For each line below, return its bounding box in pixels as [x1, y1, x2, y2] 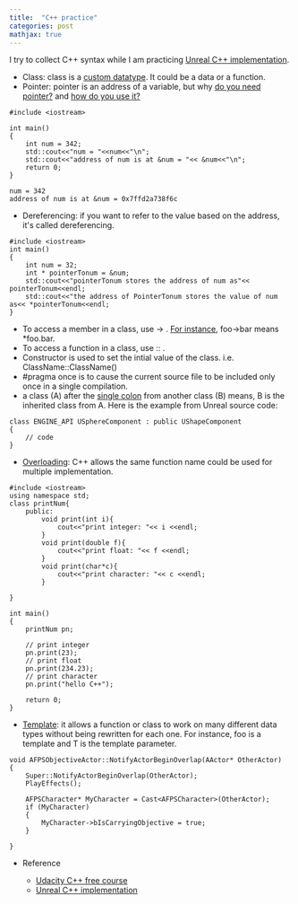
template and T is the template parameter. [21, 738, 177, 750]
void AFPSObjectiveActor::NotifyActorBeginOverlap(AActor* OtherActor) [9, 756, 282, 765]
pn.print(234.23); [25, 664, 94, 673]
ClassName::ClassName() [21, 362, 118, 373]
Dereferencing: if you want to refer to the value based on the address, [21, 210, 280, 221]
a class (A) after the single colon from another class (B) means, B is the [21, 391, 285, 401]
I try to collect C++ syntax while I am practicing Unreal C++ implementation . [9, 55, 290, 66]
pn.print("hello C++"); [25, 680, 115, 689]
